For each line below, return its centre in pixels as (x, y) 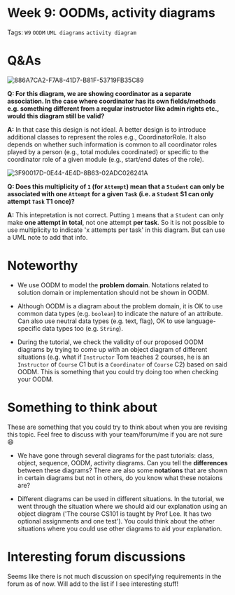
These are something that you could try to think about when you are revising (117, 427)
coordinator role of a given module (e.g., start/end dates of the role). (106, 159)
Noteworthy (43, 266)
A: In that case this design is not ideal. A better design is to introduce (107, 129)
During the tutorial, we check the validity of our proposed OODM (111, 342)
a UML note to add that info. (48, 237)
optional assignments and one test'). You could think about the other (116, 521)
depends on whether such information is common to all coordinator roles (112, 144)
